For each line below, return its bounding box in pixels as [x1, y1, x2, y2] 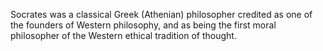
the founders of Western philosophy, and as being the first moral [10, 19, 277, 31]
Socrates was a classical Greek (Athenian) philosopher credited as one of [10, 9, 313, 20]
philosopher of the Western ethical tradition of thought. [10, 30, 237, 41]
